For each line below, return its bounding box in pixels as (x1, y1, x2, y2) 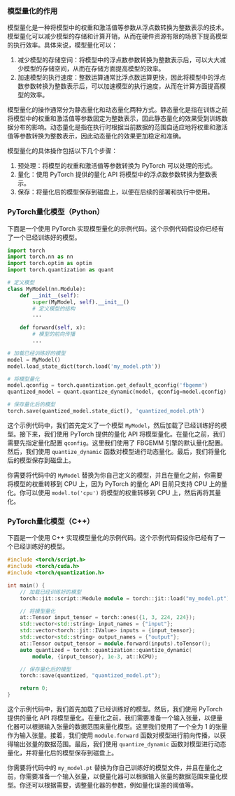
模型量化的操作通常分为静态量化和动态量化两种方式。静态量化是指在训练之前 (7, 106, 228, 114)
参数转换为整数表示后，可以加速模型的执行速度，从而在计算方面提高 (23, 82, 220, 90)
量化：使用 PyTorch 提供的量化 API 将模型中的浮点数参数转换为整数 (17, 170, 211, 179)
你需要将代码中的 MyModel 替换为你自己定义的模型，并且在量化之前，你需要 (7, 471, 222, 479)
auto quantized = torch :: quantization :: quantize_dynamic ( (20, 646, 192, 653)
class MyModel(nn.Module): (7, 285, 86, 292)
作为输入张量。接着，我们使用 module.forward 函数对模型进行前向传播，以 (7, 731, 220, 739)
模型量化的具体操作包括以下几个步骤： (7, 147, 117, 155)
